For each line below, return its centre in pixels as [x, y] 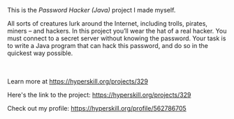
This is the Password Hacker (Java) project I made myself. [92, 10]
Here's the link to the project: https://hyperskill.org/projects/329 [99, 95]
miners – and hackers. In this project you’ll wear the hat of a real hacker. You [117, 31]
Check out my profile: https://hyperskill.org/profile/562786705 [97, 108]
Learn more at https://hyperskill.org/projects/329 [78, 81]
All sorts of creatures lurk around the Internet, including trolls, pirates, [108, 23]
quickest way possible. [40, 53]
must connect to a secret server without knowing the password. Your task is [117, 38]
